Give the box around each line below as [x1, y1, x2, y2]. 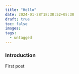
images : [5, 26, 21, 31]
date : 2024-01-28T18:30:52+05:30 [5, 12, 75, 17]
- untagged [9, 35, 32, 40]
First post [5, 63, 25, 69]
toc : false [5, 21, 28, 26]
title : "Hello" [5, 7, 37, 12]
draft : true [5, 16, 30, 21]
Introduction [5, 51, 36, 58]
